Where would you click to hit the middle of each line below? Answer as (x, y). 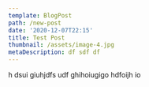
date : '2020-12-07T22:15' (50, 30)
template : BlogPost (40, 15)
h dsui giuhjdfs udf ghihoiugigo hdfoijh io (74, 75)
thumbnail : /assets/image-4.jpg (61, 45)
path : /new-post (35, 23)
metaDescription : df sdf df (54, 52)
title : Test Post (37, 38)
